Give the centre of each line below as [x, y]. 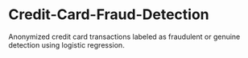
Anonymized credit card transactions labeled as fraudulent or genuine [124, 37]
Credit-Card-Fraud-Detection [109, 15]
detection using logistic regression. [66, 44]
